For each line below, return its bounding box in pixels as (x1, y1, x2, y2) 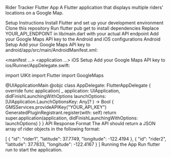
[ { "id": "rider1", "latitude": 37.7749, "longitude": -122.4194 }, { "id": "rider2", (5, 136, 167, 142)
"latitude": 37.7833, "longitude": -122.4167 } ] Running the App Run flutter (5, 141, 160, 147)
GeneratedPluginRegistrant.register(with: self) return (5, 110, 117, 115)
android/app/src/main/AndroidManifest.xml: (5, 47, 98, 53)
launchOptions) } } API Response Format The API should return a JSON (5, 121, 156, 126)
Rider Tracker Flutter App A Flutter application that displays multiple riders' (5, 5, 163, 10)
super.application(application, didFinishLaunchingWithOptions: (5, 115, 138, 121)
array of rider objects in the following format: (5, 126, 100, 132)
